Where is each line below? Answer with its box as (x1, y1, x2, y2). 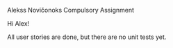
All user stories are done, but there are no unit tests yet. (7, 33, 167, 41)
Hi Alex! (7, 19, 30, 27)
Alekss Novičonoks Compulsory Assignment (7, 6, 134, 14)
